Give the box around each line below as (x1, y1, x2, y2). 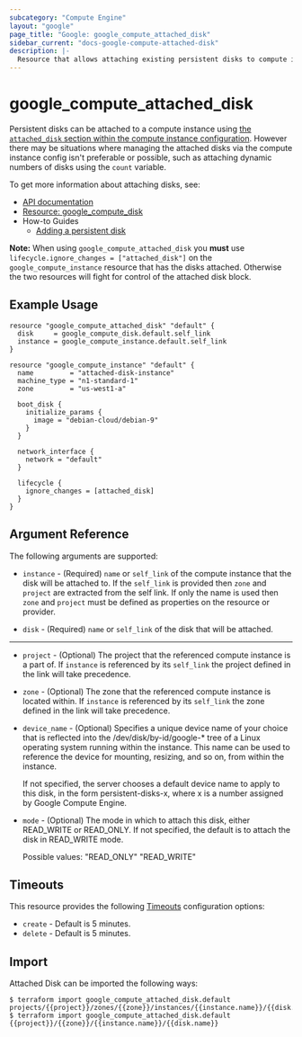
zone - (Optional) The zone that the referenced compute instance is (22, 685, 271, 697)
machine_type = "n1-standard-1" (17, 376, 139, 385)
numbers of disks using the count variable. (9, 161, 167, 172)
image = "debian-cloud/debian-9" (32, 416, 159, 425)
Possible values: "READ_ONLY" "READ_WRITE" (22, 851, 196, 862)
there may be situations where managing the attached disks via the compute (9, 142, 293, 153)
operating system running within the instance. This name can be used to (22, 741, 290, 752)
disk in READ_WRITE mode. (22, 834, 124, 845)
